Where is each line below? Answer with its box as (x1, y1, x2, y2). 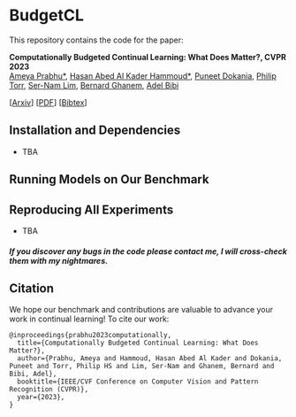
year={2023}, (17, 393, 65, 402)
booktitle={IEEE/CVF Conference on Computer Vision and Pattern (17, 377, 259, 386)
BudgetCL (9, 5, 84, 26)
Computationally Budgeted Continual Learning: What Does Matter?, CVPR (9, 51, 287, 62)
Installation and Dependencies (9, 123, 181, 138)
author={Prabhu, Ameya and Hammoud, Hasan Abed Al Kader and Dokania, (17, 354, 283, 363)
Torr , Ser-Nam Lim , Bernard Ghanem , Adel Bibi (9, 80, 179, 90)
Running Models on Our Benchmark (9, 172, 209, 187)
